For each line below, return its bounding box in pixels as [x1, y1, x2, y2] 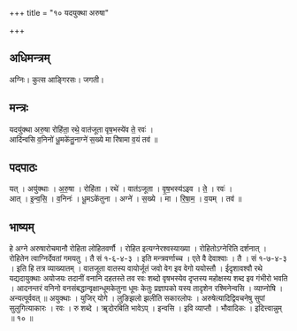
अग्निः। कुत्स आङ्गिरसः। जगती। [9, 74, 104, 85]
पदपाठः [9, 160, 38, 175]
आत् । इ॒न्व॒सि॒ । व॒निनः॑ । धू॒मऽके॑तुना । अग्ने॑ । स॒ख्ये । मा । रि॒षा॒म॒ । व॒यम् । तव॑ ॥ [9, 194, 242, 204]
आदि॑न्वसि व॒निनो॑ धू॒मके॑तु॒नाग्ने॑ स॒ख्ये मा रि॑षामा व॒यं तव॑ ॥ [9, 134, 158, 144]
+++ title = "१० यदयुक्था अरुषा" [9, 8, 109, 18]
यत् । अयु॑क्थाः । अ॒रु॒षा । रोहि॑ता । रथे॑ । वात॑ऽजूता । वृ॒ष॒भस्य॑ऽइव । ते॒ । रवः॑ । [9, 183, 232, 194]
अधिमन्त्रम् [9, 50, 50, 65]
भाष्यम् [9, 219, 34, 235]
